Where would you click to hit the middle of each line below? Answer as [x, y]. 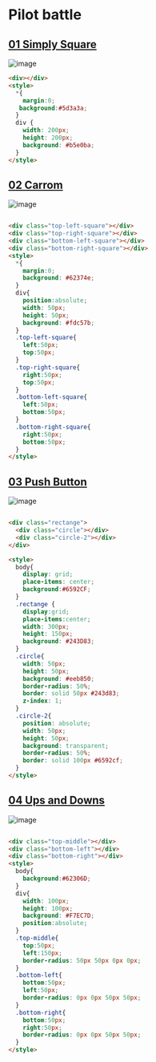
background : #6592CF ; [57, 589]
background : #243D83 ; [58, 642]
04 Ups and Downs [57, 801]
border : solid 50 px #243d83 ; [71, 694]
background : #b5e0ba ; [58, 145]
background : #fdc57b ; [58, 323]
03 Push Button [48, 482]
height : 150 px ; [48, 634]
